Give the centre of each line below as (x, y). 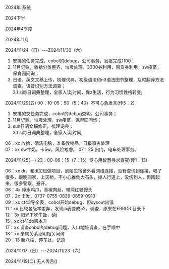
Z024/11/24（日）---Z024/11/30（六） (45, 50)
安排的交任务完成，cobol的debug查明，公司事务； (65, 114)
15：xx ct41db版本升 (26, 221)
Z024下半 (15, 18)
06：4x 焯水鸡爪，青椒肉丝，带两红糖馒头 (49, 190)
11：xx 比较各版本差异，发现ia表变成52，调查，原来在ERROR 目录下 (75, 208)
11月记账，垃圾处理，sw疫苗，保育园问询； (57, 120)
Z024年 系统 (18, 7)
